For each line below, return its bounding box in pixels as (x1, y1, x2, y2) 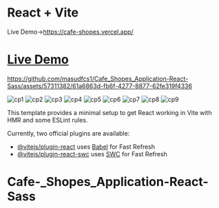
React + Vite (7, 5, 79, 21)
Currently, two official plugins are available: (7, 129, 130, 137)
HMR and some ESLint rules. (7, 116, 88, 124)
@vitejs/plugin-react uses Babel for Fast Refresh (17, 143, 156, 151)
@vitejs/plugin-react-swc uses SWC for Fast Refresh (17, 149, 167, 158)
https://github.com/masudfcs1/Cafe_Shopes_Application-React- (7, 74, 189, 83)
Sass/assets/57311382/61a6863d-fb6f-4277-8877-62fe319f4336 (7, 81, 193, 90)
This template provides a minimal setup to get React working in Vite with (7, 108, 212, 116)
